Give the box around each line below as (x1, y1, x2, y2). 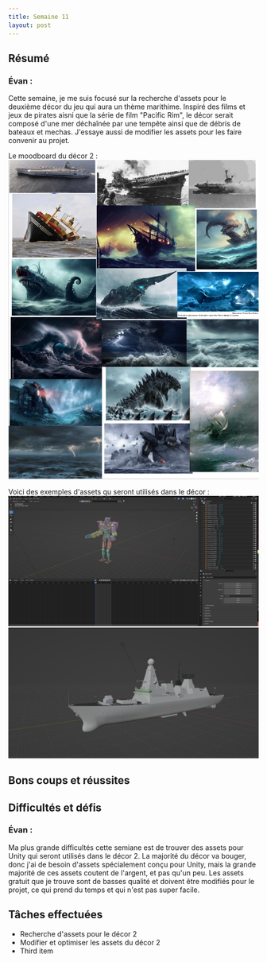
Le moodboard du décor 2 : (8, 151, 98, 161)
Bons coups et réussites (8, 774, 130, 787)
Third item (19, 946, 54, 956)
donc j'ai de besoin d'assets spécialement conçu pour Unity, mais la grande (8, 859, 257, 869)
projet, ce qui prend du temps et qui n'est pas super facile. (8, 885, 200, 894)
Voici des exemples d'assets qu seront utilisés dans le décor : (8, 487, 210, 497)
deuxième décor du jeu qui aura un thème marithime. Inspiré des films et (8, 102, 246, 111)
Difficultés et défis (8, 801, 102, 814)
